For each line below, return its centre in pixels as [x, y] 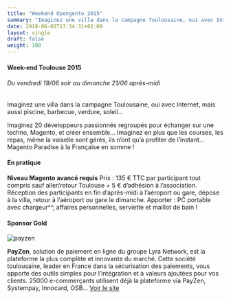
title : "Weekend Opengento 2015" [55, 13]
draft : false [26, 39]
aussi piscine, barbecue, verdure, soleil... [65, 111]
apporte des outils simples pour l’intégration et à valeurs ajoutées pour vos [113, 274]
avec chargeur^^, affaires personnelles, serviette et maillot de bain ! [102, 207]
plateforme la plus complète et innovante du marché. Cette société [101, 259]
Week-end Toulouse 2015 [44, 67]
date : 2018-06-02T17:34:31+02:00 [55, 26]
